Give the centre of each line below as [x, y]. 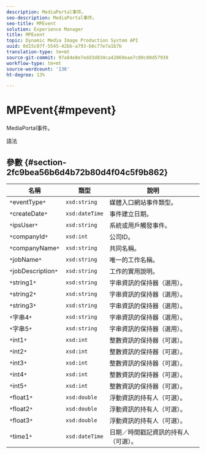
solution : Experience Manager [45, 29]
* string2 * [23, 294]
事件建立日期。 [131, 214]
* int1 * [18, 340]
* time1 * [21, 437]
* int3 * [18, 363]
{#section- [45, 162]
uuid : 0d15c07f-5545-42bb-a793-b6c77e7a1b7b [64, 47]
